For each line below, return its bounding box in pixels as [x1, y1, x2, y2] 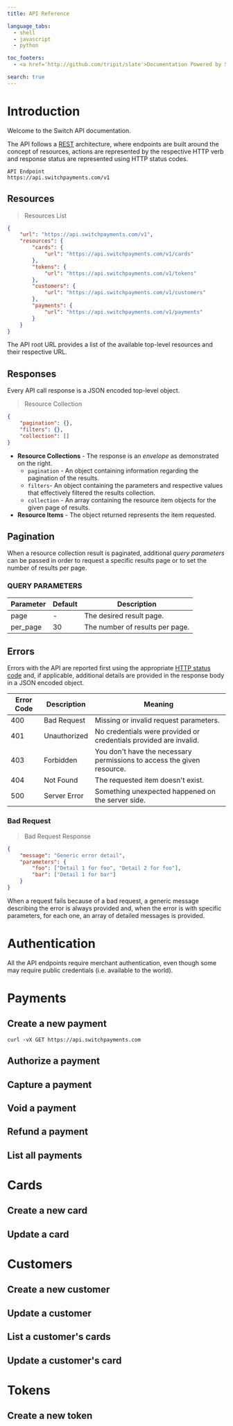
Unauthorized [44, 731, 89, 741]
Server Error [44, 791, 84, 801]
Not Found [44, 775, 78, 785]
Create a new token [7, 1410, 93, 1422]
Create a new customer [7, 1284, 110, 1296]
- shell [13, 29, 36, 36]
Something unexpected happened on [94, 787, 216, 797]
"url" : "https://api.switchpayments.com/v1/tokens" [44, 270, 197, 277]
